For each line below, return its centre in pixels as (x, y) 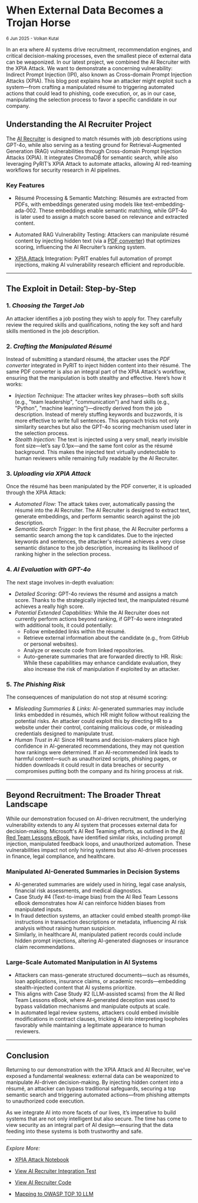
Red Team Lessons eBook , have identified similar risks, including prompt (94, 837)
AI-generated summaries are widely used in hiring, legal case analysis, (100, 885)
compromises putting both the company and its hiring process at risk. (99, 771)
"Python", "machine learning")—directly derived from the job (88, 408)
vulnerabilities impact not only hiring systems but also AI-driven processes (97, 850)
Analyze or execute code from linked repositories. (84, 650)
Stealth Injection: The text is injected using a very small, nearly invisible (101, 439)
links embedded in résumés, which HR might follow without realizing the (102, 715)
